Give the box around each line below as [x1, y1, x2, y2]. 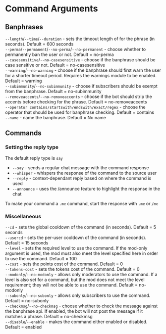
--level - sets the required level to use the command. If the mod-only [5, 245, 148, 251]
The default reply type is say [5, 155, 63, 161]
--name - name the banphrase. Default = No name [5, 115, 107, 120]
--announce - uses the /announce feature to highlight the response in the [12, 186, 160, 191]
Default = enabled [5, 324, 42, 330]
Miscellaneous [5, 213, 41, 220]
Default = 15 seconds [5, 239, 49, 245]
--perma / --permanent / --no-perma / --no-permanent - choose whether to [5, 47, 146, 52]
